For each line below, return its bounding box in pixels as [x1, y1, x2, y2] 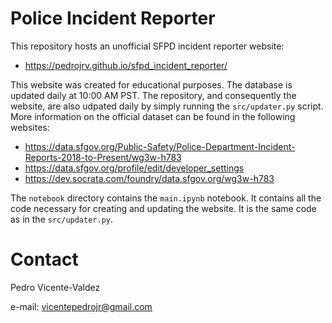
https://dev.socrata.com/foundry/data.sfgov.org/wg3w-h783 [24, 172, 275, 184]
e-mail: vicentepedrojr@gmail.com [10, 300, 153, 312]
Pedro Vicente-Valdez [10, 281, 101, 293]
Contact [10, 248, 79, 271]
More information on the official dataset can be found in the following [10, 110, 296, 122]
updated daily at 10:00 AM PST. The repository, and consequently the [10, 89, 297, 101]
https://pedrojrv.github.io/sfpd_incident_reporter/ [24, 59, 228, 71]
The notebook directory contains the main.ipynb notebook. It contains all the [10, 192, 322, 204]
